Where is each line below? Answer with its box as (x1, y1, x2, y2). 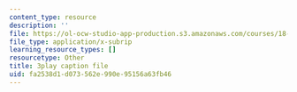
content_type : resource (9, 12, 97, 22)
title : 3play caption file (9, 62, 109, 71)
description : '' (9, 21, 69, 30)
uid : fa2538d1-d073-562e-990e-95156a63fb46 (9, 70, 172, 79)
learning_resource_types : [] (9, 46, 117, 54)
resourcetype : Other (9, 53, 86, 62)
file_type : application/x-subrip (9, 37, 133, 46)
